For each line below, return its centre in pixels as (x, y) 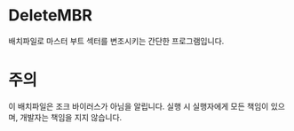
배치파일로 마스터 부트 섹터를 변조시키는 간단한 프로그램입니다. (116, 41)
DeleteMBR (50, 15)
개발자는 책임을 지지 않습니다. (71, 117)
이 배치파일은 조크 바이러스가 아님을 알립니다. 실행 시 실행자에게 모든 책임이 (139, 106)
